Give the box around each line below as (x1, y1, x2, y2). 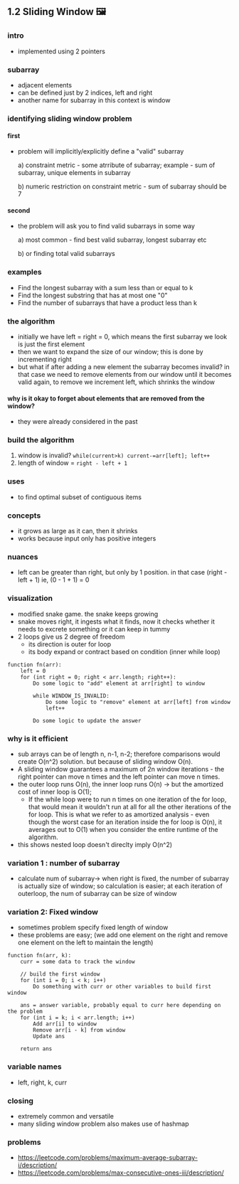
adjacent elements (17, 80, 73, 89)
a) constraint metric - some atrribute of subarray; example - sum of (17, 161, 216, 169)
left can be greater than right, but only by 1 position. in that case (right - (17, 568, 228, 577)
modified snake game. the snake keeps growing (17, 609, 159, 618)
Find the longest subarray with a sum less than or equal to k (17, 283, 193, 292)
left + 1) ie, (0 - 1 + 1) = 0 (17, 575, 90, 585)
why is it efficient (7, 733, 68, 743)
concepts (7, 511, 41, 521)
